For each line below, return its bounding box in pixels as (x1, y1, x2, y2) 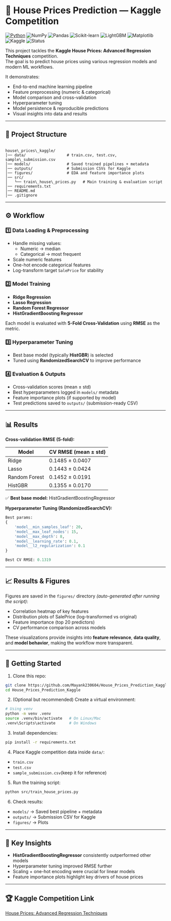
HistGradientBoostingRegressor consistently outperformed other (12, 852, 151, 858)
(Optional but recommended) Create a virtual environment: (12, 696, 136, 702)
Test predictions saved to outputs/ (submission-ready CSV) (12, 400, 138, 407)
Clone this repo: (12, 672, 46, 679)
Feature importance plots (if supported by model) (12, 395, 117, 401)
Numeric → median (20, 246, 61, 252)
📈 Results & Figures (5, 577, 70, 585)
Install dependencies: (12, 729, 58, 736)
